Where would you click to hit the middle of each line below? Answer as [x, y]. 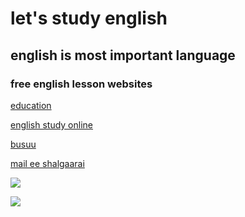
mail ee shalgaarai [47, 163]
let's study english [89, 18]
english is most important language [123, 55]
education [31, 105]
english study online [51, 124]
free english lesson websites [81, 84]
